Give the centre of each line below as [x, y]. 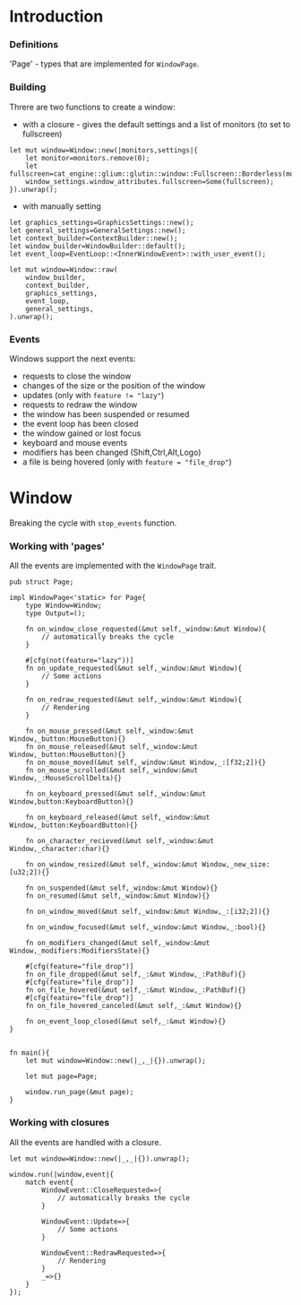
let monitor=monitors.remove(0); [88, 158]
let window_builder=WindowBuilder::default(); [98, 246]
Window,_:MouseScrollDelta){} [66, 779]
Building [28, 87]
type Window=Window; [64, 606]
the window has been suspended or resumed [106, 414]
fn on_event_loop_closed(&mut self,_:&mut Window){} [126, 1022]
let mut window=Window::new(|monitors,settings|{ [104, 150]
